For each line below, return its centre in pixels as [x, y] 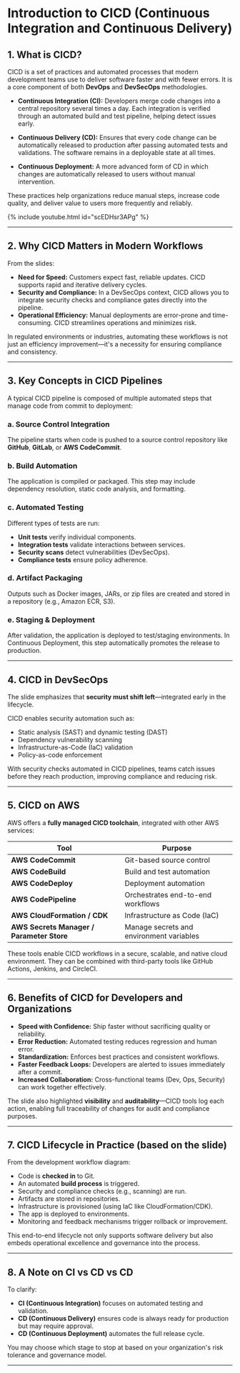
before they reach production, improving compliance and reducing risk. [112, 776]
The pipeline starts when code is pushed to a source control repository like [117, 439]
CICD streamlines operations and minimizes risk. [125, 322]
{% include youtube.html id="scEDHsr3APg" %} [78, 217]
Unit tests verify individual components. [77, 536]
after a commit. [40, 1072]
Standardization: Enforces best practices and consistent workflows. [119, 1057]
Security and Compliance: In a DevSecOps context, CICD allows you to [123, 292]
